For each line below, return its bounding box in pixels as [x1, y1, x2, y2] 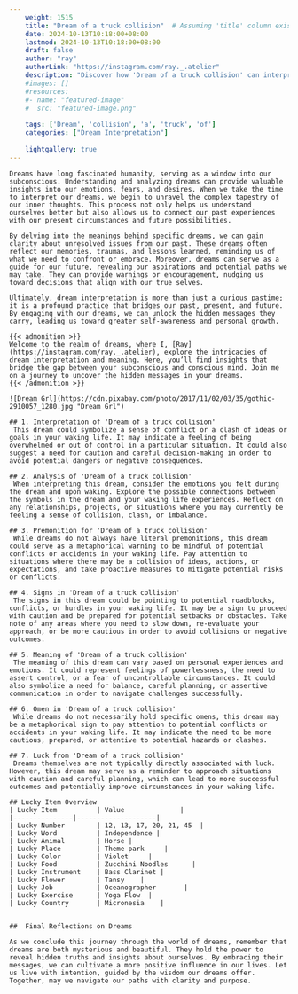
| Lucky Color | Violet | [9, 852, 153, 861]
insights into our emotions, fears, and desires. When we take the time [9, 184, 284, 193]
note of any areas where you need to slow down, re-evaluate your [9, 619, 260, 628]
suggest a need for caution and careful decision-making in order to [9, 449, 272, 458]
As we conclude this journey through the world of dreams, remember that [9, 937, 288, 946]
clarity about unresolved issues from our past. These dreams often [9, 239, 268, 248]
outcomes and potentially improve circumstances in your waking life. [9, 782, 276, 791]
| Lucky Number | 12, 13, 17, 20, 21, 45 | [9, 821, 204, 830]
